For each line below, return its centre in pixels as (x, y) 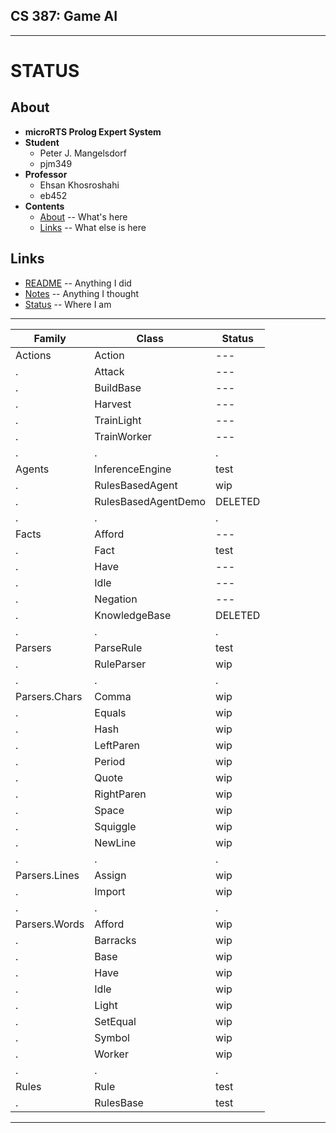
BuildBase (118, 387)
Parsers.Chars (49, 696)
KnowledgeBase (133, 615)
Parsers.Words (50, 924)
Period (110, 761)
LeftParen (117, 745)
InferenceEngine (133, 469)
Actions (33, 355)
